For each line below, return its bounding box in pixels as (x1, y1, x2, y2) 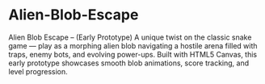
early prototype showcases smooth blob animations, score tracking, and (8, 58, 250, 68)
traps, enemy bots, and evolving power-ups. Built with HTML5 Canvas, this (8, 49, 258, 59)
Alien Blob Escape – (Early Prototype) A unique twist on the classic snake (8, 32, 252, 42)
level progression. (8, 66, 69, 76)
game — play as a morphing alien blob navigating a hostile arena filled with (8, 40, 258, 50)
